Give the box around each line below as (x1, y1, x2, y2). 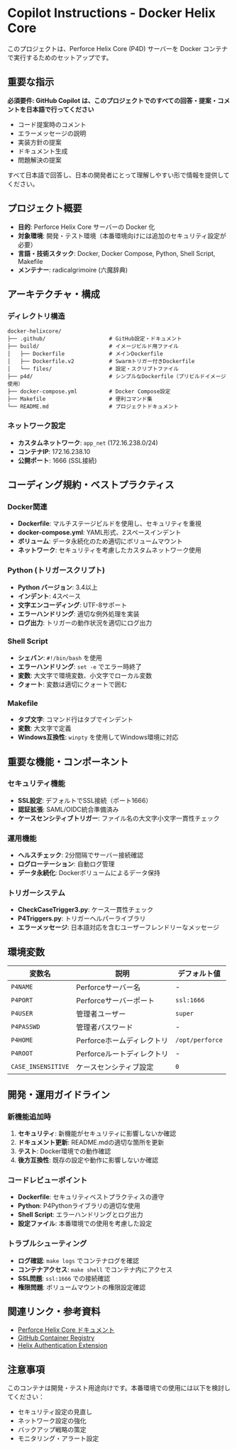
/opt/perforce (175, 1036, 224, 1044)
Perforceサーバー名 (75, 982, 140, 992)
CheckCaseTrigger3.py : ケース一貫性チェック (17, 906, 154, 914)
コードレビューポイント (7, 1175, 87, 1185)
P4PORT (11, 996, 33, 1004)
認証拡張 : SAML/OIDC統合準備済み (17, 805, 119, 814)
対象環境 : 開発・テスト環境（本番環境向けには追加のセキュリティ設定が (17, 231, 226, 240)
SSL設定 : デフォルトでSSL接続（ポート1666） (17, 796, 153, 804)
